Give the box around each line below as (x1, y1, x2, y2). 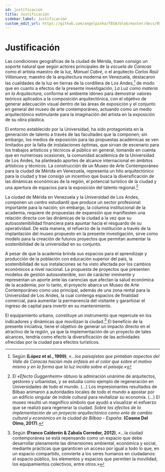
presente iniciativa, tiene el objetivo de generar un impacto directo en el (5, 324, 150, 329)
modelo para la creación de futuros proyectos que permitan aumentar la (5, 236, 151, 241)
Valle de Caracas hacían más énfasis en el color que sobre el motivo (12, 358, 152, 364)
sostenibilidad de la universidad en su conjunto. (5, 241, 102, 247)
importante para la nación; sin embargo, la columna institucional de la (5, 205, 146, 210)
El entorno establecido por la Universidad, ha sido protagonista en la (5, 126, 144, 132)
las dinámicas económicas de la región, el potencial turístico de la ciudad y (5, 178, 157, 184)
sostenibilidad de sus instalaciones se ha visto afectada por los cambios (5, 261, 151, 267)
